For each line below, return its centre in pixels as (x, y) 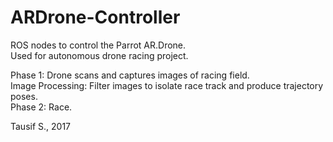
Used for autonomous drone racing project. (99, 55)
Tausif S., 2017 (41, 126)
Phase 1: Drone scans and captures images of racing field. (130, 75)
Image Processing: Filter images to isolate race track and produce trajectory (167, 85)
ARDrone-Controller (95, 17)
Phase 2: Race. (41, 107)
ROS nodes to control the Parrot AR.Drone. (98, 45)
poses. (24, 96)
